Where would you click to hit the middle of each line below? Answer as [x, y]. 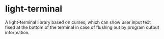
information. [17, 32]
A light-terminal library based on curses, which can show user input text [78, 22]
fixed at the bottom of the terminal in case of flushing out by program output [82, 27]
